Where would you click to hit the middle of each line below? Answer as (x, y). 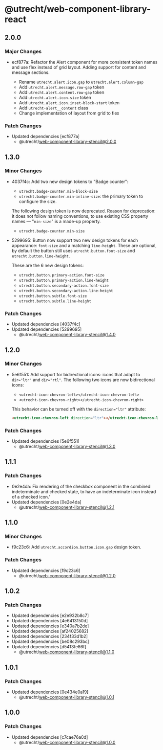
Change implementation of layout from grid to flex (69, 113)
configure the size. (38, 201)
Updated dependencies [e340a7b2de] (50, 626)
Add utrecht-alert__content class (53, 108)
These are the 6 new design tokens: (48, 265)
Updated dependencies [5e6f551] (45, 441)
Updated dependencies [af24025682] (50, 631)
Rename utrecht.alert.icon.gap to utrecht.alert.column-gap (81, 82)
